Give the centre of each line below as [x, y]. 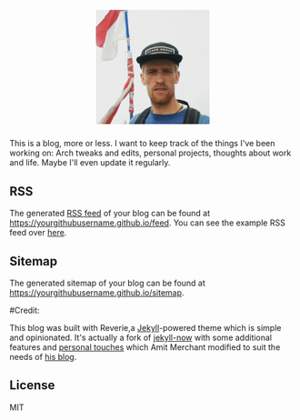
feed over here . [38, 233]
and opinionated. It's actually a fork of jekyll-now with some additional [141, 337]
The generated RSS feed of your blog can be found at [110, 214]
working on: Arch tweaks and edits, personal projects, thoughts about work [150, 153]
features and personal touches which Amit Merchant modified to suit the [145, 347]
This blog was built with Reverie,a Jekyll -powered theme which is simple [145, 327]
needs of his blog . [43, 356]
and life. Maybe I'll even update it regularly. [90, 163]
